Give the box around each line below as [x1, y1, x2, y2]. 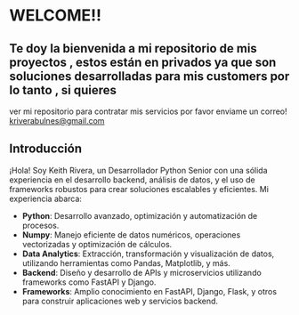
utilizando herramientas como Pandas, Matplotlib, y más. [21, 257, 231, 268]
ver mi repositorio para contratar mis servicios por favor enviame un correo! [9, 106, 287, 117]
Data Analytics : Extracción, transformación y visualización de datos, [21, 248, 275, 259]
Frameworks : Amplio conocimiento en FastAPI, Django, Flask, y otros [21, 286, 278, 296]
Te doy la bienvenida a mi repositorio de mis [9, 41, 258, 56]
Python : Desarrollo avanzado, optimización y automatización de [21, 210, 258, 221]
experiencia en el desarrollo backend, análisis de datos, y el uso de [9, 174, 255, 185]
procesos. [21, 220, 60, 230]
